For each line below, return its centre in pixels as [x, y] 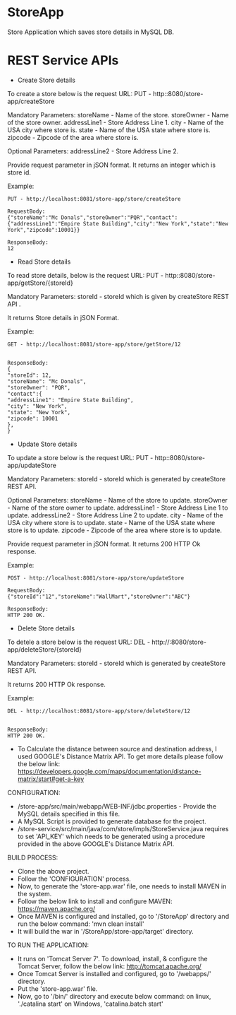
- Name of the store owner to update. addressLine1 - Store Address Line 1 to [118, 507]
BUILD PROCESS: [33, 857]
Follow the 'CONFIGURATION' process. [74, 879]
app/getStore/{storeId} [41, 283]
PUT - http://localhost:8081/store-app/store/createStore [94, 199]
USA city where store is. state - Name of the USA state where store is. [109, 130]
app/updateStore [32, 465]
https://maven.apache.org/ [56, 908]
